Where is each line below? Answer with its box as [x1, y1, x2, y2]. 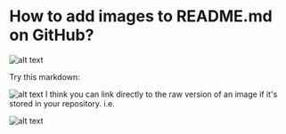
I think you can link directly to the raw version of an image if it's [45, 89, 278, 99]
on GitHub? [9, 25, 94, 45]
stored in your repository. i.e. [9, 98, 116, 108]
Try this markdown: [9, 71, 80, 82]
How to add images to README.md [9, 6, 274, 27]
